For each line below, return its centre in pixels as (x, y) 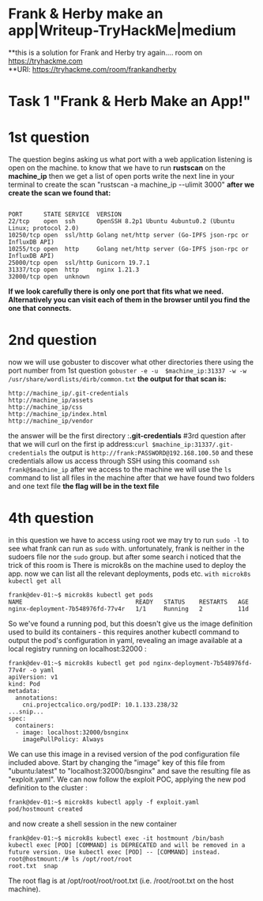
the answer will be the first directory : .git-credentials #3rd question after (127, 435)
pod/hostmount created (45, 809)
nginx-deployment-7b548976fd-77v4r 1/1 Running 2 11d (128, 609)
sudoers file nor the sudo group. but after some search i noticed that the (125, 556)
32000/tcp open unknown (49, 277)
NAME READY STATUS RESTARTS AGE (128, 602)
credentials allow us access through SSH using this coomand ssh (114, 461)
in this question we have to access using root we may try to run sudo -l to (129, 539)
